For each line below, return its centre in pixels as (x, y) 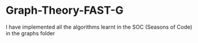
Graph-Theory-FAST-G (65, 10)
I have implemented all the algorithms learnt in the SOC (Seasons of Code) (99, 27)
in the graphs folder (30, 33)
